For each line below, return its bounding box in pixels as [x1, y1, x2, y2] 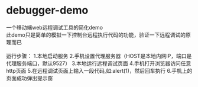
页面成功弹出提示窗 [6, 75, 53, 82]
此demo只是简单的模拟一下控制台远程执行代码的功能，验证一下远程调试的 [6, 31, 186, 38]
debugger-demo [6, 4, 89, 17]
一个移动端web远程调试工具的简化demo [6, 24, 103, 31]
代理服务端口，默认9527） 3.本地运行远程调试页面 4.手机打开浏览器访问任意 [6, 60, 191, 67]
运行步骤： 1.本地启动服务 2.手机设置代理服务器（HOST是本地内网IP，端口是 [6, 52, 192, 59]
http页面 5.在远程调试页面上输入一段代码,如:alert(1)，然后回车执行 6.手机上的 [6, 67, 193, 74]
